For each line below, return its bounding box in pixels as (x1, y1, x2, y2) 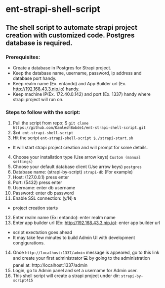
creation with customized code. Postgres (5, 31, 135, 39)
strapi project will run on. (12, 96, 64, 102)
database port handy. (12, 75, 57, 81)
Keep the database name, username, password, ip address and (12, 70, 142, 76)
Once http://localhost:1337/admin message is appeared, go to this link (12, 249, 160, 256)
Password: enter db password (12, 190, 74, 196)
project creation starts (12, 205, 58, 211)
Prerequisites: (5, 54, 41, 60)
